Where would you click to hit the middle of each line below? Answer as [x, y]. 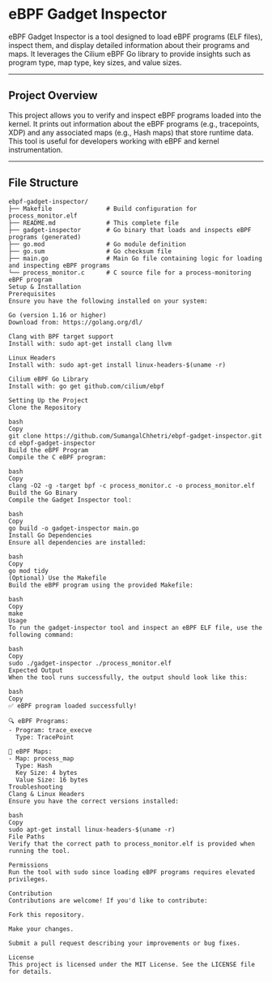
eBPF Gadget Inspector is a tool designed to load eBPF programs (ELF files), [136, 37]
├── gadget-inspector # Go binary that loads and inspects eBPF [130, 230]
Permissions [28, 865]
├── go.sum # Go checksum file [90, 251]
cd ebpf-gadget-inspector [52, 443]
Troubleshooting [36, 787]
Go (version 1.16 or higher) [57, 315]
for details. [30, 971]
